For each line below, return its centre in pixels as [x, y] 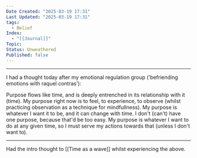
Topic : [14, 44]
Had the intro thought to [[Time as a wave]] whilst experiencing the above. [96, 149]
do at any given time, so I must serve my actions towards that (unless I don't [98, 126]
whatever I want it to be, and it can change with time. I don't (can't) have [94, 113]
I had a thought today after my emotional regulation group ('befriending [92, 77]
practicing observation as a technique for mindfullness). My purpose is [92, 107]
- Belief [22, 28]
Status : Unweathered [31, 50]
